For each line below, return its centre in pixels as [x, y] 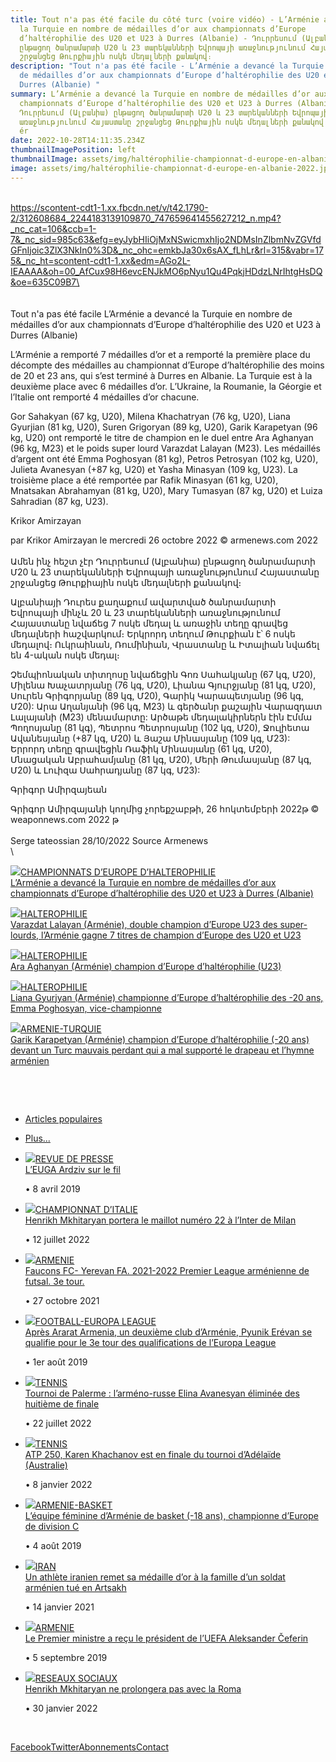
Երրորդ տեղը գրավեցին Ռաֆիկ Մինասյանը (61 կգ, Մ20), [141, 748]
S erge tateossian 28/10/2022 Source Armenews [109, 840]
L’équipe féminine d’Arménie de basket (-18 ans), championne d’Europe [171, 1515]
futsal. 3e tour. [54, 1281]
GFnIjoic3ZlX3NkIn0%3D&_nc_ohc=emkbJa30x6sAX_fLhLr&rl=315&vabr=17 [167, 250]
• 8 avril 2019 [52, 1188]
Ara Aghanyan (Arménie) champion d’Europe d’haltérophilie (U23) [146, 966]
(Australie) [46, 1465]
